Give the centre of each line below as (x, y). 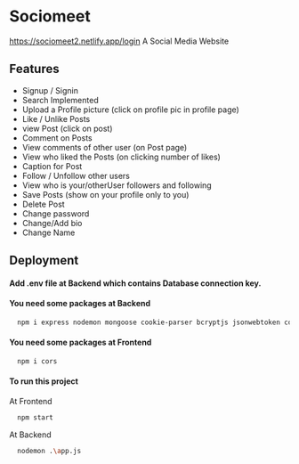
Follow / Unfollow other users (76, 175)
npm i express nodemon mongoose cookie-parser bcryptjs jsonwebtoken (149, 322)
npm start (35, 418)
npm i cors (37, 362)
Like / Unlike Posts (56, 118)
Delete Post (43, 204)
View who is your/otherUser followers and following (117, 185)
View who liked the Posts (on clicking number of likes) (121, 157)
